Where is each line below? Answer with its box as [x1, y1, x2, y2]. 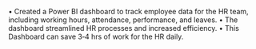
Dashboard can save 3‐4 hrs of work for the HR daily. [8, 32, 184, 41]
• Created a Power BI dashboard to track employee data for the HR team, [8, 7, 250, 16]
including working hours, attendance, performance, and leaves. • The [8, 15, 238, 24]
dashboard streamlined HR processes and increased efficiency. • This [8, 24, 240, 32]
